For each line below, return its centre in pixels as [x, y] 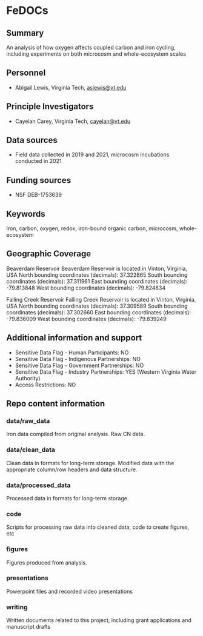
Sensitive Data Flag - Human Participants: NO [72, 353]
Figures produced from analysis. [47, 562]
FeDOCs [27, 11]
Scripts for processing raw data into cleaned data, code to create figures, [98, 527]
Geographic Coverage [49, 254]
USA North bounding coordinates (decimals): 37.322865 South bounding [97, 275]
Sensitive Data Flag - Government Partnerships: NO [79, 365]
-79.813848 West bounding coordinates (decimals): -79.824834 [86, 288]
